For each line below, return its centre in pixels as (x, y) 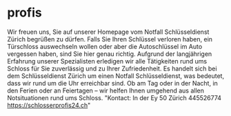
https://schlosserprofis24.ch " (49, 105)
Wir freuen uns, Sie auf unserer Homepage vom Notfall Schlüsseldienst (108, 32)
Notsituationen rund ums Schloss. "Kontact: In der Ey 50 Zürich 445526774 (114, 97)
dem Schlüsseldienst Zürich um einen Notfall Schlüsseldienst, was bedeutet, (116, 76)
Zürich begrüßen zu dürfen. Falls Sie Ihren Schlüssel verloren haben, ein (110, 39)
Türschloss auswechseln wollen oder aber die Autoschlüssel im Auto (105, 46)
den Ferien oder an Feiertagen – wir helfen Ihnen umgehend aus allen (106, 90)
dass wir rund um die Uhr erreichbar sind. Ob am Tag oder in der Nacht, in (113, 83)
